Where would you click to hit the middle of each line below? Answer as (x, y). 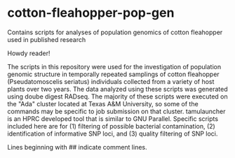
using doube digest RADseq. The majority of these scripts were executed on (117, 96)
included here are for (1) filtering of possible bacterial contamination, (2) (111, 126)
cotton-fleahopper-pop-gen (91, 13)
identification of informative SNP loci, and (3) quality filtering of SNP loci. (113, 134)
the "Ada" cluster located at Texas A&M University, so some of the (103, 103)
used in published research (47, 39)
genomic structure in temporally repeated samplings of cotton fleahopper (113, 74)
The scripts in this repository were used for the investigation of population (114, 66)
